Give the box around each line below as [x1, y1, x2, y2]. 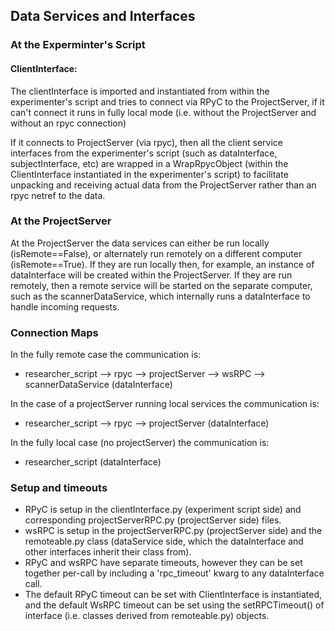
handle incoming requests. [10, 300, 120, 313]
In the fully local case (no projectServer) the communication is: [10, 437, 270, 449]
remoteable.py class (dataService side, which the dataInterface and [24, 535, 304, 548]
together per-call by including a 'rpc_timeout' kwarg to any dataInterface [24, 567, 325, 579]
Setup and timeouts [10, 481, 108, 495]
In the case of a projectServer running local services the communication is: [10, 398, 320, 410]
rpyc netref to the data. [10, 189, 106, 201]
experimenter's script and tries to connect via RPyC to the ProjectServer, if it [10, 95, 325, 108]
